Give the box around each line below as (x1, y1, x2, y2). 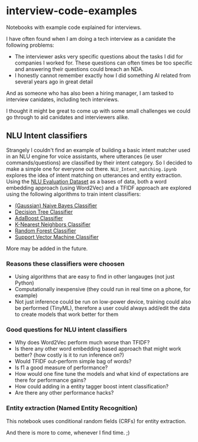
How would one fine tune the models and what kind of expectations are (14, 370, 189, 378)
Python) (14, 279, 34, 286)
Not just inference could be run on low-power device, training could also (14, 298, 191, 305)
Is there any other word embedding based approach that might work (14, 345, 181, 353)
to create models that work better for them (14, 311, 119, 318)
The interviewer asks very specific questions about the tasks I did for (14, 53, 183, 60)
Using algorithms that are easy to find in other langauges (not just (14, 273, 175, 280)
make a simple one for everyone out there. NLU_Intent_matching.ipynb (6, 165, 177, 172)
